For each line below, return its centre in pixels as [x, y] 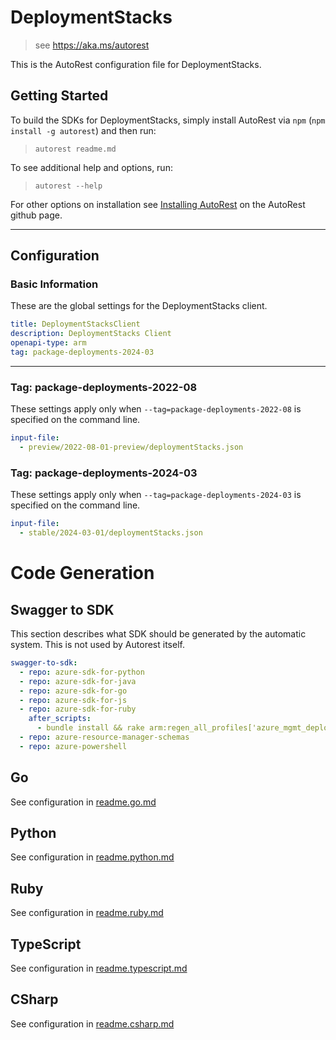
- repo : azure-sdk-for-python [82, 672]
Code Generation [82, 573]
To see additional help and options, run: [91, 167]
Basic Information [54, 284]
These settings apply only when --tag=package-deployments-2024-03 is [156, 495]
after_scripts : [60, 719]
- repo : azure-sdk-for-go [73, 691]
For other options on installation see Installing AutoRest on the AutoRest [158, 204]
